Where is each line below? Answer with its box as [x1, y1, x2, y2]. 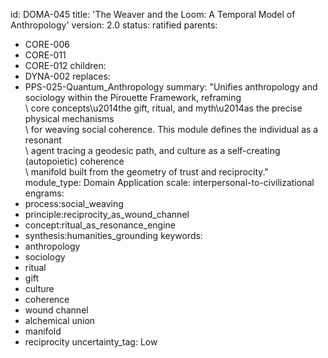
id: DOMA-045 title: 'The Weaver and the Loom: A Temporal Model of [10, 9, 296, 20]
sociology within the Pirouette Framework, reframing [24, 92, 242, 103]
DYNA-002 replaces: [24, 70, 111, 82]
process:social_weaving [24, 198, 124, 209]
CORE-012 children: [24, 60, 107, 71]
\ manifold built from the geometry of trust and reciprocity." [24, 166, 269, 178]
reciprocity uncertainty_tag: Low [24, 336, 158, 348]
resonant [24, 134, 62, 146]
